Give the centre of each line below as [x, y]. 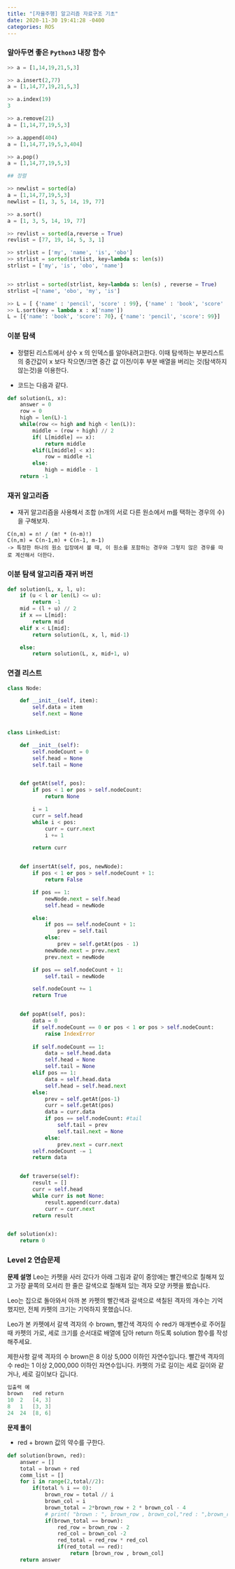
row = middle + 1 [68, 457]
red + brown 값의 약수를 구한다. [61, 1442]
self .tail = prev [83, 1125]
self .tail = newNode [74, 976]
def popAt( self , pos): [53, 1014]
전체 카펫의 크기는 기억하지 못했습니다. [80, 1309]
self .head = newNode [74, 905]
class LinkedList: [34, 733]
